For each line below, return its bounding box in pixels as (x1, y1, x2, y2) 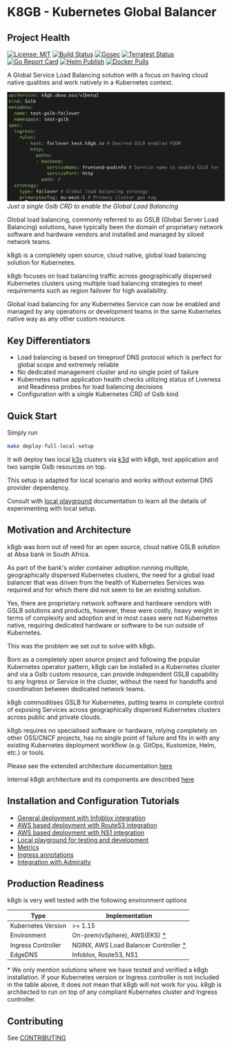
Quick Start (7, 410, 57, 422)
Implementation (106, 912, 153, 920)
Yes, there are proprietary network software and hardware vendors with (7, 598, 212, 607)
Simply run (7, 429, 38, 437)
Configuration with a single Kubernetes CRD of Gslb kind (17, 390, 179, 398)
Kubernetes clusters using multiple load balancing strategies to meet (7, 279, 202, 287)
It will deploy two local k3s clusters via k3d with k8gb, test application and (7, 455, 219, 463)
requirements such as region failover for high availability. (7, 287, 168, 295)
